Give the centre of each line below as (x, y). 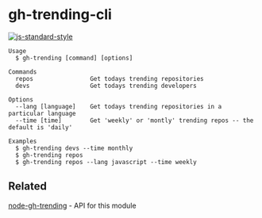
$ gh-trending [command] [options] (74, 58)
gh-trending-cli (60, 15)
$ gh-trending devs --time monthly (74, 148)
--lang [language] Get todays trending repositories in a (119, 106)
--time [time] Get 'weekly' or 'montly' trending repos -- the (135, 120)
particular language (42, 113)
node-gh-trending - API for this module (72, 205)
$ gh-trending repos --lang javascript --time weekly (106, 162)
